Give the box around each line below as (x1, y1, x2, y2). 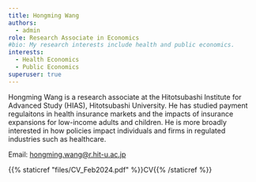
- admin (15, 26, 41, 34)
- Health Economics (15, 56, 80, 64)
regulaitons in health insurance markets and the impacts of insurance (8, 108, 234, 119)
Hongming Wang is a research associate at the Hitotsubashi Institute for (8, 92, 243, 101)
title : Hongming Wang (8, 11, 80, 20)
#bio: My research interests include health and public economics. (8, 41, 235, 49)
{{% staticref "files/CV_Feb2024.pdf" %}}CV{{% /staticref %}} (8, 165, 213, 174)
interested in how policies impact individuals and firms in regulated (8, 126, 226, 135)
